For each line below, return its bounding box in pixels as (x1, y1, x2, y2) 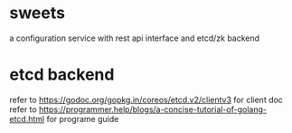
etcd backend (9, 64, 115, 85)
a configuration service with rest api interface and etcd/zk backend (9, 33, 260, 43)
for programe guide (46, 113, 119, 124)
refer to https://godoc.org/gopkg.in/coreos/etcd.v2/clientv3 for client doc (9, 94, 283, 105)
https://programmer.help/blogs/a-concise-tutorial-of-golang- (39, 103, 267, 115)
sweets (9, 3, 66, 24)
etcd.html (9, 113, 45, 124)
